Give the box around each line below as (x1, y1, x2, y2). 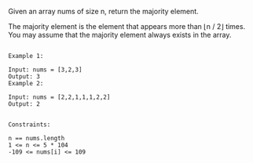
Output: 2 (8, 100, 41, 108)
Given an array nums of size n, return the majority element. (8, 7, 199, 16)
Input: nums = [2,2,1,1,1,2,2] (8, 93, 111, 101)
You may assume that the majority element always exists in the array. (8, 31, 232, 39)
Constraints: (8, 121, 51, 129)
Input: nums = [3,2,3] (8, 66, 82, 74)
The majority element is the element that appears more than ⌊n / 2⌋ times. (8, 22, 246, 31)
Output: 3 (8, 73, 41, 81)
